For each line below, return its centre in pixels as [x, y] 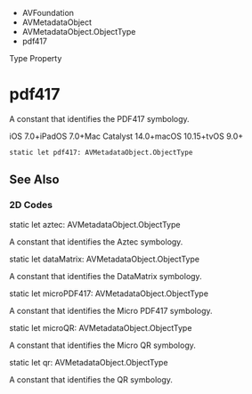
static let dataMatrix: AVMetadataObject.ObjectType [105, 259]
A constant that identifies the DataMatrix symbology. [106, 276]
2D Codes [31, 205]
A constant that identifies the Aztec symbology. [96, 241]
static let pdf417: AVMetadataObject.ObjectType [101, 152]
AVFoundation [48, 13]
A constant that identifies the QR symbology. [91, 379]
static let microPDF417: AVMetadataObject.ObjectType [109, 293]
